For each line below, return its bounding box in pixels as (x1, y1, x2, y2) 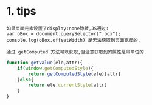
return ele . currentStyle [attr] (28, 82, 108, 89)
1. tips (6, 4, 36, 18)
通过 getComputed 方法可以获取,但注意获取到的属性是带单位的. (6, 49, 147, 55)
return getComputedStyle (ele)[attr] (28, 71, 121, 77)
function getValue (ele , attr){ (6, 59, 83, 66)
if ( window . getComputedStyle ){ (17, 65, 94, 71)
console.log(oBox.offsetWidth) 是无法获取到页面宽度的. (6, 37, 141, 43)
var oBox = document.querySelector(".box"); (6, 30, 121, 37)
